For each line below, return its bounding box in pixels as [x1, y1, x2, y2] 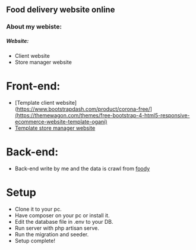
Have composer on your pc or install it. [14, 212, 110, 219]
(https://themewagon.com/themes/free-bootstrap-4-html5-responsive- [14, 112, 190, 119]
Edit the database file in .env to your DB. [14, 218, 113, 226]
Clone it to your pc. [14, 205, 62, 213]
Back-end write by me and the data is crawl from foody [14, 165, 150, 172]
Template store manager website [14, 124, 96, 132]
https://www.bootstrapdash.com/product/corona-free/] [17, 105, 153, 112]
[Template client [14, 99, 55, 107]
